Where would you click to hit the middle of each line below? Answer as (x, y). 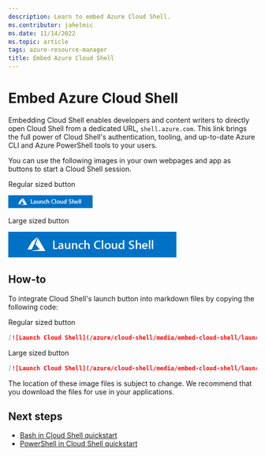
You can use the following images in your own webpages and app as (119, 160)
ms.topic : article (38, 42)
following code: (33, 307)
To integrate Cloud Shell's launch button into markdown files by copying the (131, 298)
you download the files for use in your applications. (91, 391)
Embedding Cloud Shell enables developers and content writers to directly (129, 120)
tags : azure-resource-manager (58, 50)
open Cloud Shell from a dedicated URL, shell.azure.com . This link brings (127, 128)
